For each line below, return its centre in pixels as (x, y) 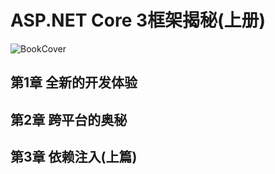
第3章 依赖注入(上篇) (74, 157)
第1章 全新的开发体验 (74, 82)
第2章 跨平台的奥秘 (69, 119)
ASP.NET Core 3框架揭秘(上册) (138, 20)
